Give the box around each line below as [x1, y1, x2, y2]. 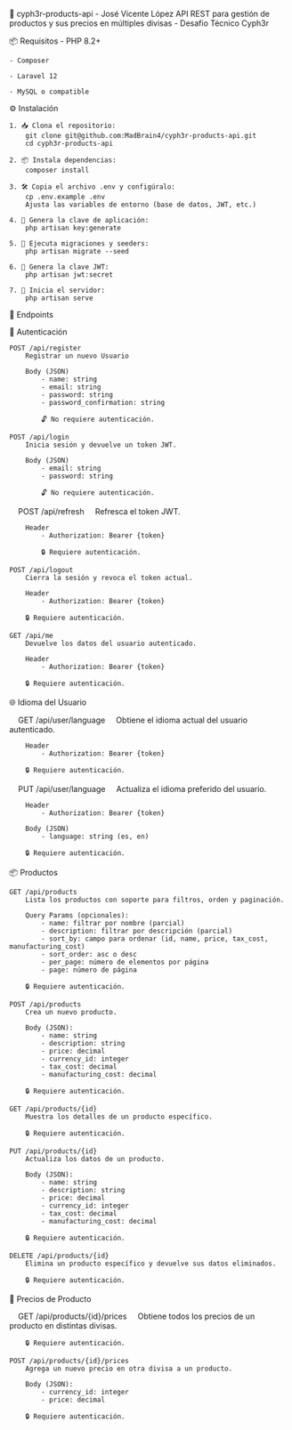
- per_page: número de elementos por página [41, 957, 209, 966]
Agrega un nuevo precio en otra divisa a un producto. [25, 1364, 233, 1373]
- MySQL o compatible [9, 87, 90, 96]
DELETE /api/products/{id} [9, 1251, 109, 1260]
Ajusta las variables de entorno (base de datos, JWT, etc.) [25, 200, 256, 209]
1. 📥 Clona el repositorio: [9, 121, 117, 130]
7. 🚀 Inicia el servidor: [9, 286, 105, 295]
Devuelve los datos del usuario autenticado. [25, 639, 198, 648]
